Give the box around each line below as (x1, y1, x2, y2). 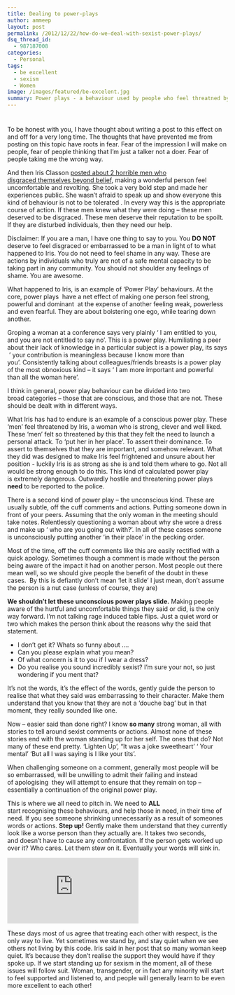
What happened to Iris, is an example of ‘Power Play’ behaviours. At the (7, 285, 213, 294)
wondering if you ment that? (17, 671, 99, 679)
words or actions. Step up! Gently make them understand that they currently (7, 821, 227, 830)
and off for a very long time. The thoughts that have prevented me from (7, 132, 213, 141)
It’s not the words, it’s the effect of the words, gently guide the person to (7, 684, 215, 692)
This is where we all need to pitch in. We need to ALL (7, 800, 161, 808)
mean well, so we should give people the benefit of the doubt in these (7, 569, 208, 577)
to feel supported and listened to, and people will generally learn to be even (7, 974, 225, 982)
